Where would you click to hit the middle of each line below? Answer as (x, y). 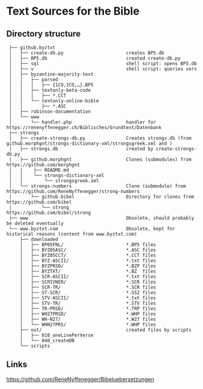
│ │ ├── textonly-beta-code (50, 90)
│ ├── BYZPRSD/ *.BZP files (88, 266)
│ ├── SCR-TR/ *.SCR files (88, 287)
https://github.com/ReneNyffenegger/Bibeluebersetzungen (80, 379)
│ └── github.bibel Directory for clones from (101, 197)
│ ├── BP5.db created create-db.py (95, 58)
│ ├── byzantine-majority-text (51, 74)
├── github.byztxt (32, 47)
